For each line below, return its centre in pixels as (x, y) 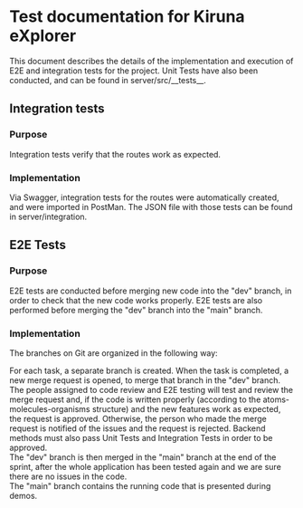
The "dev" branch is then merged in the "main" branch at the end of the (143, 457)
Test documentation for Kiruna (128, 17)
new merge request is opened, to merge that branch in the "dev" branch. (145, 380)
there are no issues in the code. (68, 476)
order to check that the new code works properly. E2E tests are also (136, 300)
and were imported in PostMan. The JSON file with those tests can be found (151, 206)
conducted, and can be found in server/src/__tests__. (108, 80)
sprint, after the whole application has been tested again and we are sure (146, 466)
